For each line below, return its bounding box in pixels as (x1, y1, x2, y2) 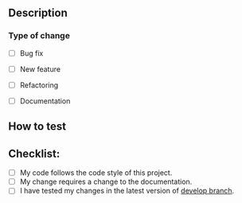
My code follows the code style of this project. (19, 168, 173, 178)
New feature (19, 64, 61, 74)
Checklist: (8, 146, 60, 160)
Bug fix (19, 48, 44, 58)
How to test (8, 119, 66, 134)
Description (8, 6, 68, 20)
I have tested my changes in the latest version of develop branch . (19, 186, 235, 196)
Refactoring (19, 80, 59, 90)
